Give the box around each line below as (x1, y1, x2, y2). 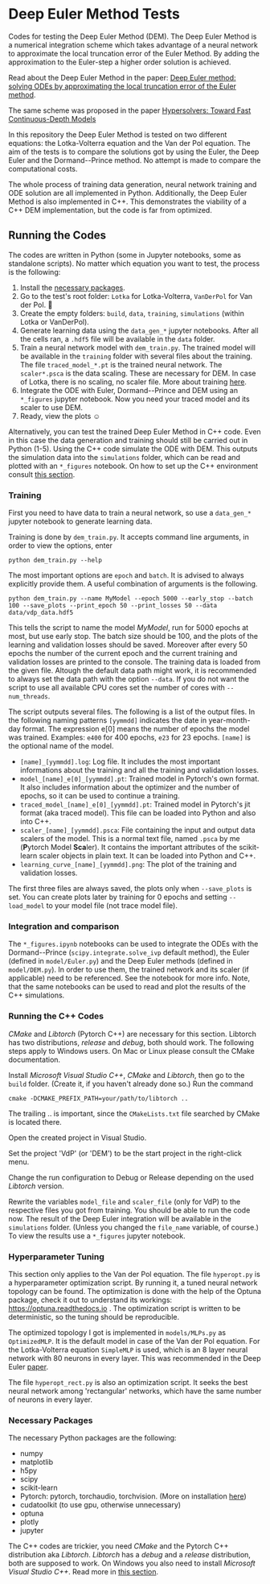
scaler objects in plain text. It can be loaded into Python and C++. (39, 851, 256, 860)
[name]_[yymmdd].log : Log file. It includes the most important (19, 757, 221, 766)
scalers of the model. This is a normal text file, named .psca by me (19, 834, 240, 844)
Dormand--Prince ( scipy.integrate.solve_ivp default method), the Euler (8, 947, 250, 957)
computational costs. (8, 164, 78, 173)
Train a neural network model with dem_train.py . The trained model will (19, 342, 256, 352)
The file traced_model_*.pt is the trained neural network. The (19, 359, 223, 369)
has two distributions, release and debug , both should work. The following (8, 1037, 255, 1047)
